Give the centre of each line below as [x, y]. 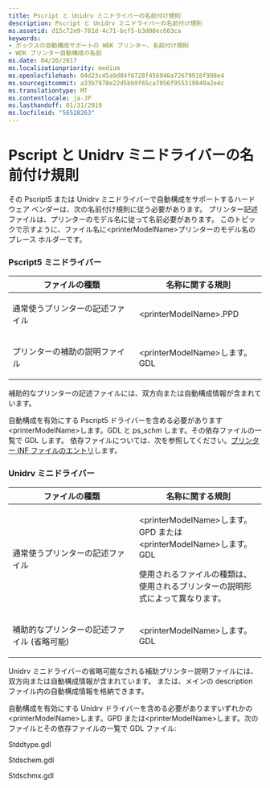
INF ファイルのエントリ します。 [70, 450]
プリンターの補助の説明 [57, 352]
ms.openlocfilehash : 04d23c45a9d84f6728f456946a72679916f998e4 [117, 76]
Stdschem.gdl [31, 760]
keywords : [25, 38]
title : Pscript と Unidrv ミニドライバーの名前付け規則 [94, 16]
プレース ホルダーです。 [47, 239]
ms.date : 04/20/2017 [43, 61]
